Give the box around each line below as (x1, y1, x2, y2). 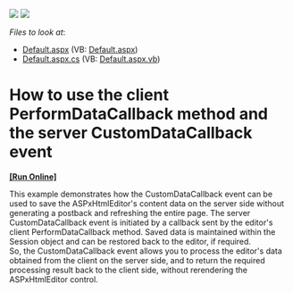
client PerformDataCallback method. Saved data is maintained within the (9, 226, 276, 237)
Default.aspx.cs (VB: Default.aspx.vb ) (21, 54, 161, 64)
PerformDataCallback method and (9, 104, 268, 124)
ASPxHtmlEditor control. (9, 273, 98, 285)
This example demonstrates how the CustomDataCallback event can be (9, 188, 273, 199)
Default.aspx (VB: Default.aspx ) (21, 45, 138, 54)
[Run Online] (9, 171, 57, 182)
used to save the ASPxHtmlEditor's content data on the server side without (9, 197, 284, 209)
